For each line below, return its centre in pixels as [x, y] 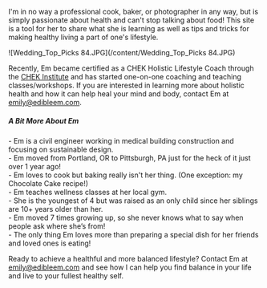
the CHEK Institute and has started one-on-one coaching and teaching [125, 77]
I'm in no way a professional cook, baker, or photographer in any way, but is [133, 12]
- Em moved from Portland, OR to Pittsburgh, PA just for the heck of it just [129, 158]
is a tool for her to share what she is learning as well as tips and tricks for [129, 28]
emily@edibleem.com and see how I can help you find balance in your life [130, 267]
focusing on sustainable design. [61, 149]
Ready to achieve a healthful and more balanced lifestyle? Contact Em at [128, 258]
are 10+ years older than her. [56, 209]
